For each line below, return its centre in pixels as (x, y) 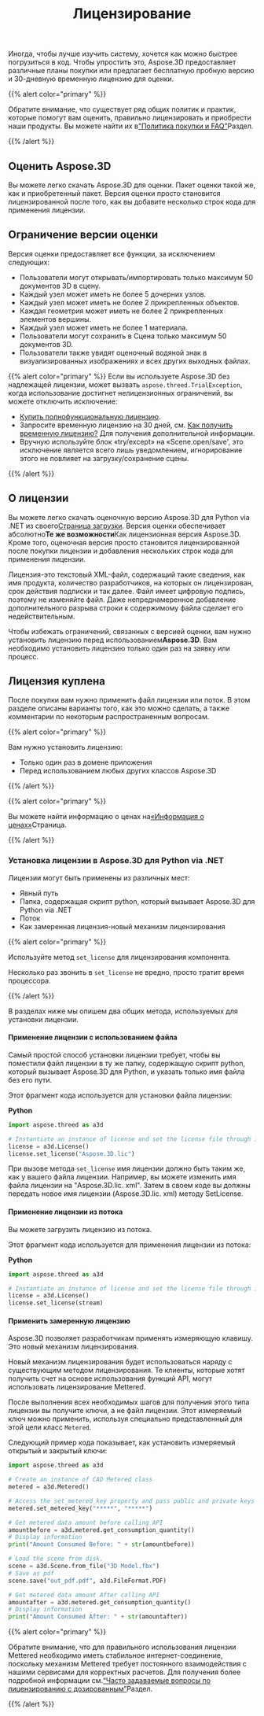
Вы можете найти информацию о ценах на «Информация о (106, 817)
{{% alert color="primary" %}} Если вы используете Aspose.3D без (119, 376)
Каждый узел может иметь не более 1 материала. (104, 327)
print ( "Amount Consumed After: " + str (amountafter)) (98, 1617)
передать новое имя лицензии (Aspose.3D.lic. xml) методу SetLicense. (126, 1194)
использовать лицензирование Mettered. (77, 1387)
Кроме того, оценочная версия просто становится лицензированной (124, 542)
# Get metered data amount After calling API (84, 1595)
